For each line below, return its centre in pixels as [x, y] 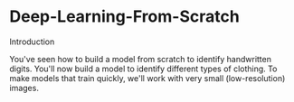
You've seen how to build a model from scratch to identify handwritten [140, 59]
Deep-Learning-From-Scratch [124, 17]
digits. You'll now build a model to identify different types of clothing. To [143, 69]
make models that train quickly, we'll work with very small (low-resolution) [147, 78]
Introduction [32, 42]
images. [24, 88]
